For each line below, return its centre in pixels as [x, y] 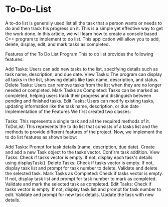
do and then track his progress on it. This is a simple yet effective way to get [84, 28]
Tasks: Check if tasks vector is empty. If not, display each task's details [79, 157]
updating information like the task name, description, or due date [72, 106]
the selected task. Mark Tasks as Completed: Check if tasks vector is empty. [84, 173]
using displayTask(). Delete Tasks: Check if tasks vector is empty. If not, [79, 162]
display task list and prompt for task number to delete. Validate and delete [81, 168]
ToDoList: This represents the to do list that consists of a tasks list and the [81, 126]
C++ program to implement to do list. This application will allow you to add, [82, 39]
